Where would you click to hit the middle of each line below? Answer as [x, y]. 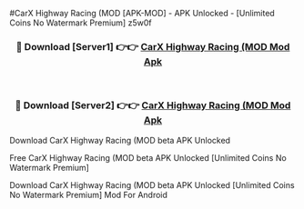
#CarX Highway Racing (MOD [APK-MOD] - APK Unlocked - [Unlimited [142, 13]
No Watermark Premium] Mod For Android [89, 194]
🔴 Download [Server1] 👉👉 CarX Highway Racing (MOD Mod [153, 46]
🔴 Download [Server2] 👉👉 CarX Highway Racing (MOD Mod [153, 105]
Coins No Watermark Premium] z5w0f [81, 23]
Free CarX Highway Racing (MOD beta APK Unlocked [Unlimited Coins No [148, 157]
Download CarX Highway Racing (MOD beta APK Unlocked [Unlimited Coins [152, 184]
